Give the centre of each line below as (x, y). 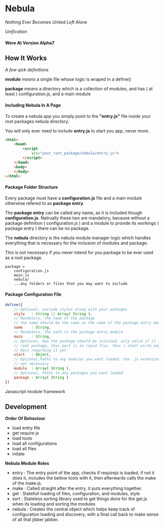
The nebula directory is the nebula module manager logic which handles (78, 238)
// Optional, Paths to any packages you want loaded (69, 373)
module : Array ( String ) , (42, 369)
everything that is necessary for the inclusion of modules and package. (77, 243)
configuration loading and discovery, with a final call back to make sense (85, 514)
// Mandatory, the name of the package (54, 318)
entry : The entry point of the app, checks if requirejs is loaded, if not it (83, 473)
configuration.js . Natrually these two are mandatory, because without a (77, 218)
